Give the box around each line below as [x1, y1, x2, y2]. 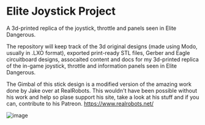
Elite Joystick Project [6, 4, 116, 18]
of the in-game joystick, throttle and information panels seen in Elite [6, 62, 177, 70]
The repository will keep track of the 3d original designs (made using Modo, [6, 43, 198, 50]
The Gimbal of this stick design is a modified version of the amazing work [6, 80, 192, 88]
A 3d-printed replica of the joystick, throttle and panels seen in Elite [6, 24, 176, 32]
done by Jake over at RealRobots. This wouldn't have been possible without [6, 87, 198, 94]
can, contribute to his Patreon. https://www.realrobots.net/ [6, 99, 154, 107]
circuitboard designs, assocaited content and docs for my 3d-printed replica [6, 55, 199, 63]
